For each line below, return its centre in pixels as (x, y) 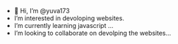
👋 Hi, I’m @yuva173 (42, 11)
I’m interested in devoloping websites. (69, 18)
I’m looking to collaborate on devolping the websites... (93, 33)
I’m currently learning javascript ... (64, 25)
